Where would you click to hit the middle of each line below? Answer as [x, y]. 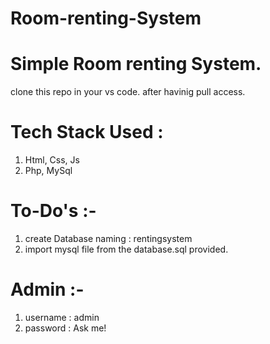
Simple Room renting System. [136, 64]
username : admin [62, 317]
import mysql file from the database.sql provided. [126, 249]
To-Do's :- [53, 211]
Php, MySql [48, 171]
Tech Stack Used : [87, 132]
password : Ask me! [65, 328]
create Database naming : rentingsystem [108, 238]
